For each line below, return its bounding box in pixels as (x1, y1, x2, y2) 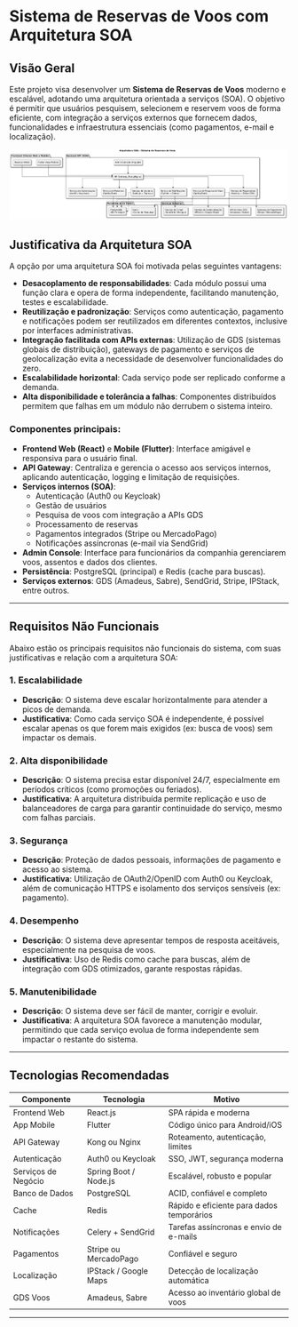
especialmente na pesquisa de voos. (21, 944, 157, 955)
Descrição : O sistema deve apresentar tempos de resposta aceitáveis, (21, 935, 280, 946)
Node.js (87, 1175, 115, 1186)
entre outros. (21, 585, 70, 596)
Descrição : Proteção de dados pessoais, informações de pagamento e (21, 855, 281, 866)
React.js (87, 1107, 117, 1117)
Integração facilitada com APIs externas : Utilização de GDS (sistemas (21, 335, 281, 346)
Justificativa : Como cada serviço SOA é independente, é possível (21, 713, 264, 723)
